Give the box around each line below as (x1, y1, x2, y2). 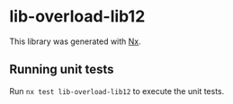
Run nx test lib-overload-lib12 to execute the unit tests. (9, 85, 225, 96)
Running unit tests (9, 62, 114, 77)
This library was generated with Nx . (9, 36, 141, 47)
